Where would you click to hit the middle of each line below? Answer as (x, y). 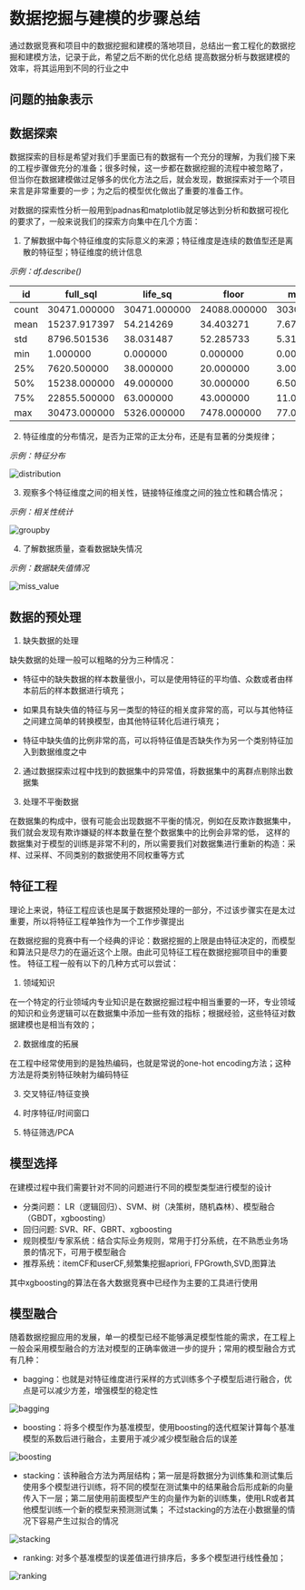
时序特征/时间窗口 (56, 1113)
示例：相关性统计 (41, 512)
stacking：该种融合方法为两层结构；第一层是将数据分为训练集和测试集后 (157, 1476)
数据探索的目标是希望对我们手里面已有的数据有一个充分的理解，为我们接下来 (152, 157)
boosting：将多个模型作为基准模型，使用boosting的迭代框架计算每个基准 (158, 1428)
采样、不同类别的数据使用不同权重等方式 (108, 855)
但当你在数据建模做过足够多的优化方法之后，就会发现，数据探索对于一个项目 (152, 180)
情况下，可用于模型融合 (83, 1251)
